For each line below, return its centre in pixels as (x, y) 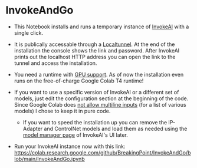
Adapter (33, 129)
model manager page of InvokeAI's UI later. (75, 135)
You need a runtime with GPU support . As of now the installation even (99, 74)
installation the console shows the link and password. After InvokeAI (97, 50)
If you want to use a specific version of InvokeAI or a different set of (96, 92)
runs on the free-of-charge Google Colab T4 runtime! (79, 81)
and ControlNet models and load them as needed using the (116, 129)
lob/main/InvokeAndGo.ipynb (49, 159)
